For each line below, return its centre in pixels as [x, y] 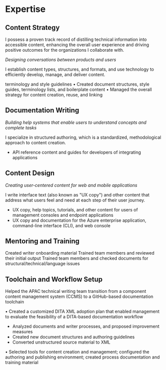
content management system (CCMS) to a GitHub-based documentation [79, 296]
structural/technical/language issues [42, 264]
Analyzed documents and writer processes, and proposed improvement [86, 326]
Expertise [25, 9]
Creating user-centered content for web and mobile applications [71, 185]
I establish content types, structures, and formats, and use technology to [80, 69]
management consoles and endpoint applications [63, 215]
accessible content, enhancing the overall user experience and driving [77, 45]
